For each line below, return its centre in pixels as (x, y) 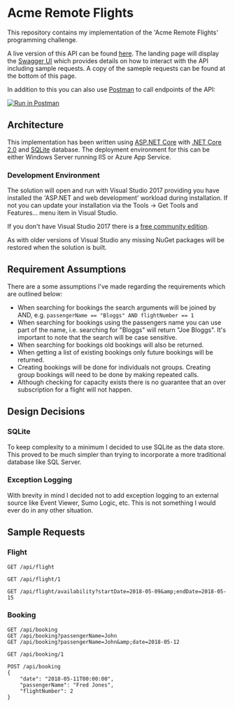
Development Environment (54, 175)
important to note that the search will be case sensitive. (97, 337)
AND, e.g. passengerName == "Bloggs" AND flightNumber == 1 (106, 315)
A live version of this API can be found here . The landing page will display (113, 53)
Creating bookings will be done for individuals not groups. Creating (114, 367)
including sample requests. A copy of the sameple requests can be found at (116, 68)
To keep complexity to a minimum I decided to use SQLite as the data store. (116, 447)
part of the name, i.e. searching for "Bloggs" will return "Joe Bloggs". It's (121, 330)
